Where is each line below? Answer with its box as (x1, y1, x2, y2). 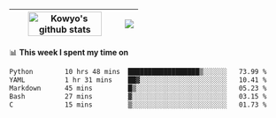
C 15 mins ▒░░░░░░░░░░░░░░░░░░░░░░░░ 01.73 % (9, 100, 267, 109)
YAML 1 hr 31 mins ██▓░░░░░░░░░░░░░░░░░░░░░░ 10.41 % (9, 75, 267, 85)
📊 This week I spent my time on (9, 48, 129, 57)
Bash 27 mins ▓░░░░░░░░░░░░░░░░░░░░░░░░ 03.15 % (9, 92, 267, 100)
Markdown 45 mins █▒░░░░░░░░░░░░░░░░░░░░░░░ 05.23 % (9, 84, 267, 92)
